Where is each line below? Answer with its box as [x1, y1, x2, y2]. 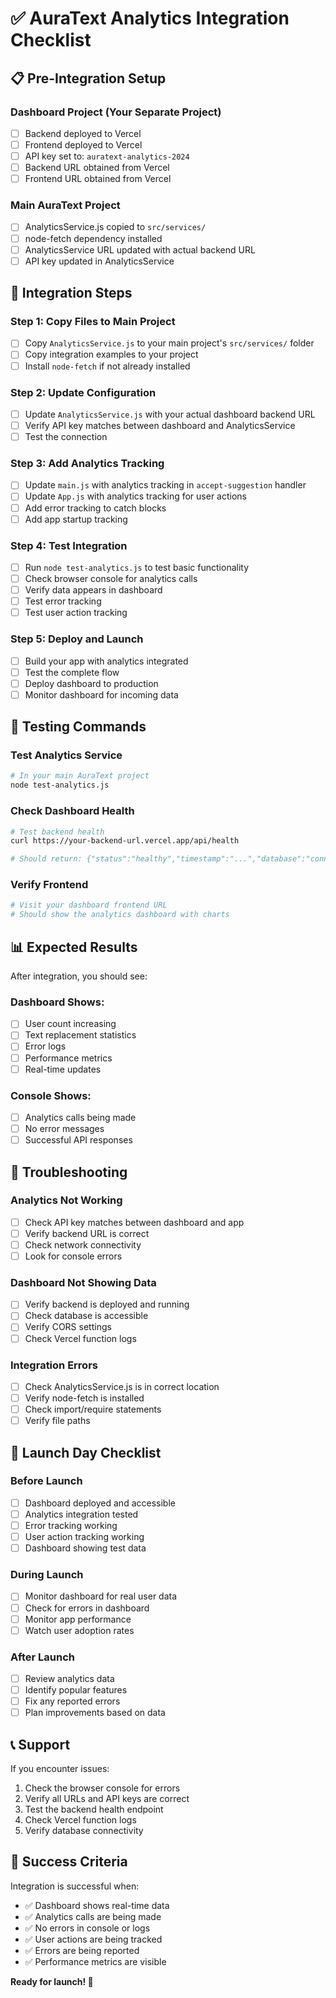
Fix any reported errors [24, 1695, 121, 1707]
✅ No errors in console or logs [24, 1922, 151, 1934]
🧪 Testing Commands [10, 718, 147, 736]
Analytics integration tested [24, 1508, 139, 1520]
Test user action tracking [24, 607, 128, 619]
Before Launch [10, 1474, 83, 1488]
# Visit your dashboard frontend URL [10, 900, 168, 911]
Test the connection [24, 431, 108, 443]
